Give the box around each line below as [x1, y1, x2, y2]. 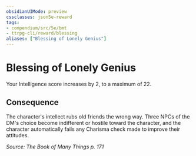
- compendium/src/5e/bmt [6, 25, 67, 31]
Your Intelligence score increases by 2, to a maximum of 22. [6, 80, 152, 87]
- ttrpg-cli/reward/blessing [6, 30, 78, 36]
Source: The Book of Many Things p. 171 [6, 143, 104, 150]
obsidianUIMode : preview [6, 8, 67, 15]
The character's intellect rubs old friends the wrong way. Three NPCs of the [6, 113, 190, 120]
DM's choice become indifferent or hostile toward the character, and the [6, 119, 181, 126]
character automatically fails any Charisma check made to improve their [6, 126, 181, 133]
